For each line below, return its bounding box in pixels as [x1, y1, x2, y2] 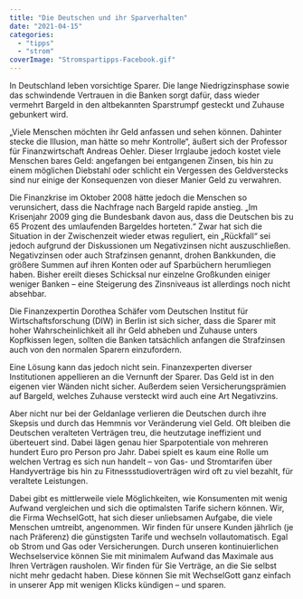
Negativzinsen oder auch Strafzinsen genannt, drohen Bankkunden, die [9, 250, 276, 261]
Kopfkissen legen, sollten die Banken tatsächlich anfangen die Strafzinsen [9, 335, 286, 345]
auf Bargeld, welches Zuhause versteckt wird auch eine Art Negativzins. [9, 391, 279, 401]
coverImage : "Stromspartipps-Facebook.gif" [9, 55, 176, 64]
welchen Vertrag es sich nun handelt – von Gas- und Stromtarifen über [9, 456, 273, 467]
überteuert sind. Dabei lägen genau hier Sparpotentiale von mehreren [9, 437, 269, 448]
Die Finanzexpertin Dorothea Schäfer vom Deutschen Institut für [9, 306, 249, 317]
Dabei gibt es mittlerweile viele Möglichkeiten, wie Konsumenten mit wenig [9, 493, 288, 503]
